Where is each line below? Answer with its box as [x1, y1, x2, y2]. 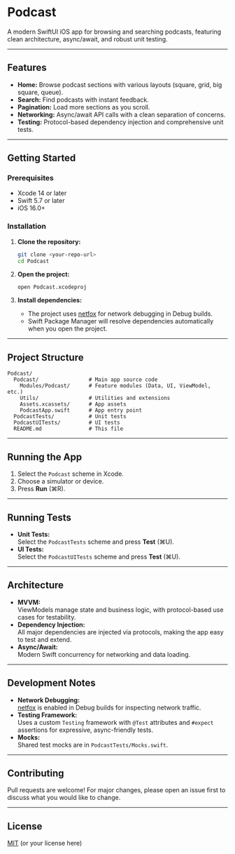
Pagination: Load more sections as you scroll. [17, 102, 150, 111]
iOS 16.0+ [17, 204, 45, 213]
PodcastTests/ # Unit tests [13, 413, 127, 420]
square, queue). [17, 88, 64, 96]
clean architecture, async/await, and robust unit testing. [7, 34, 168, 43]
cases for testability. [17, 613, 76, 621]
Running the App [7, 451, 83, 463]
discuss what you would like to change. [7, 794, 121, 802]
